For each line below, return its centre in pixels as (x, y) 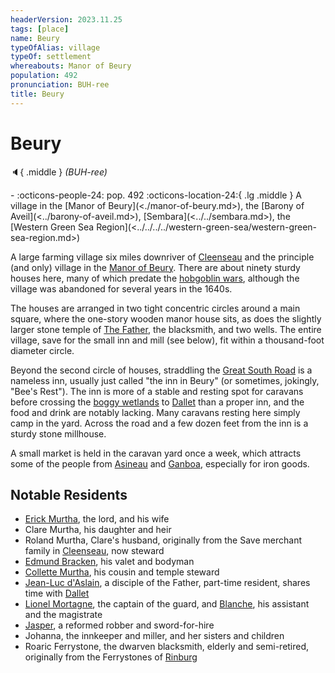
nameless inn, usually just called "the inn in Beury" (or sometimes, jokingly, (165, 380)
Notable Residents (69, 494)
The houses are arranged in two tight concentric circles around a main (155, 308)
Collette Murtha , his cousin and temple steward (122, 572)
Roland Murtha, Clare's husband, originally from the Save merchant (163, 540)
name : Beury (35, 38)
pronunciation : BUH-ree (60, 85)
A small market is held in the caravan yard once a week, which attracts (156, 453)
